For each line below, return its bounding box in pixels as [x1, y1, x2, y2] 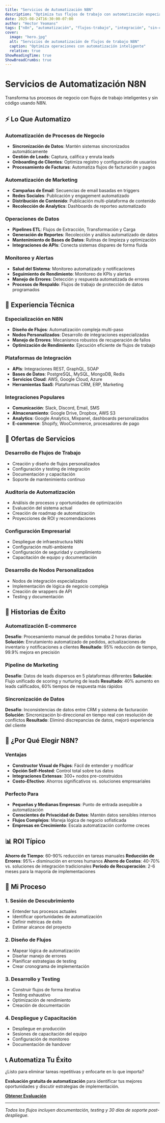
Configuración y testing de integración [12, 466, 90, 472]
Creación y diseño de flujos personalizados [12, 460, 100, 467]
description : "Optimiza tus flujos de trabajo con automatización [5, 12, 144, 17]
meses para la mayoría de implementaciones [5, 868, 96, 874]
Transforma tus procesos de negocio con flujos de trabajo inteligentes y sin [5, 95, 158, 101]
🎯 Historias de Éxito [5, 608, 66, 617]
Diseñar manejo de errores [12, 953, 66, 958]
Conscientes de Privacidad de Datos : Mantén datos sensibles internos [12, 812, 156, 818]
